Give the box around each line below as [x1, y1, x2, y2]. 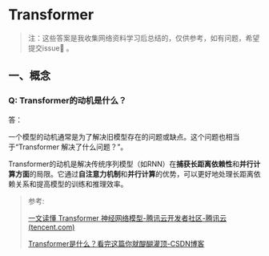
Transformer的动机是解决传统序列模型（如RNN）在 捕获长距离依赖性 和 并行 [8, 159, 254, 169]
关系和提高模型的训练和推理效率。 [14, 179, 128, 189]
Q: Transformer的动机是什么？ [8, 95, 127, 106]
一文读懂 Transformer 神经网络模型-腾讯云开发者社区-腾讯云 [27, 213, 227, 222]
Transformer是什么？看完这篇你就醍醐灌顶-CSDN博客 [27, 238, 205, 248]
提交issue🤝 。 [27, 43, 74, 53]
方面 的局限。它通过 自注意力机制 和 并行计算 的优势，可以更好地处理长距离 [14, 169, 254, 178]
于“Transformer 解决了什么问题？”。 [8, 142, 128, 152]
